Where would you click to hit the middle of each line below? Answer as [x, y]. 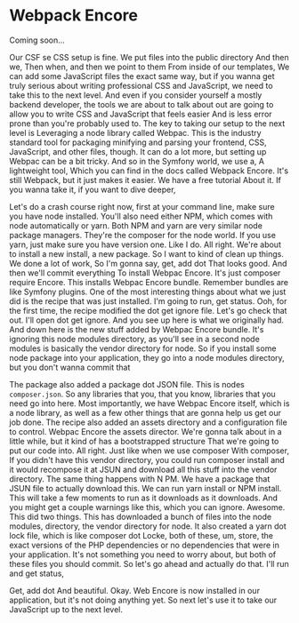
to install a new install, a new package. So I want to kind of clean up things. [147, 253]
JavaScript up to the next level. [66, 609]
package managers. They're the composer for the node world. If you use [142, 235]
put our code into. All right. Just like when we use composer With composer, [149, 451]
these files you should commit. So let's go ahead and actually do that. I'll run [149, 563]
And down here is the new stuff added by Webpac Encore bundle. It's [137, 329]
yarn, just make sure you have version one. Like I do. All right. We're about [145, 244]
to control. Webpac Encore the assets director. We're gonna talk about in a [145, 431]
